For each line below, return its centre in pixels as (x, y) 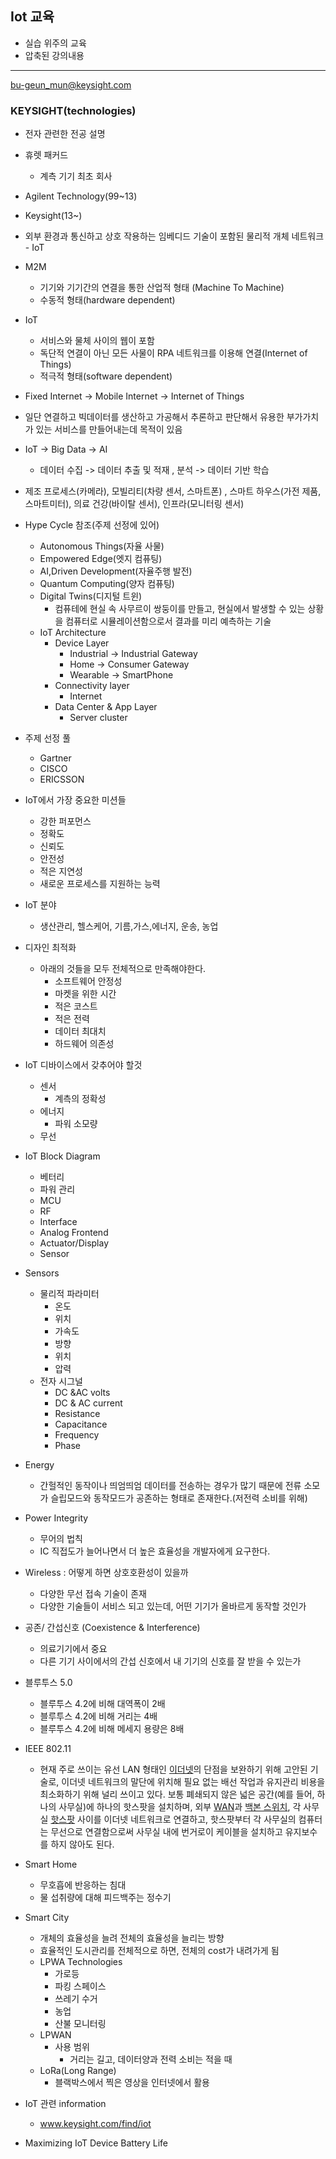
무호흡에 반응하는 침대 (83, 1885)
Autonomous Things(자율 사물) (102, 546)
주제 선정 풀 (48, 738)
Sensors (42, 1273)
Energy (39, 1465)
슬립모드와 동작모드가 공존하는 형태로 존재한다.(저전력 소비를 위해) (179, 1498)
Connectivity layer (92, 686)
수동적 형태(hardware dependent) (107, 300)
